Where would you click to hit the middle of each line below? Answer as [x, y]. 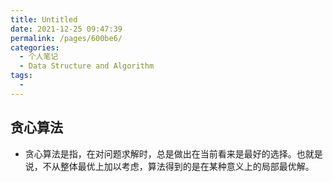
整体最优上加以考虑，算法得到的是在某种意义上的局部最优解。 [187, 166]
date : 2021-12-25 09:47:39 [66, 29]
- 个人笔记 [39, 57]
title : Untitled [44, 19]
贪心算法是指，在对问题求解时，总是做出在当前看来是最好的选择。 [160, 153]
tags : [21, 76]
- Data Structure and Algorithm [87, 66]
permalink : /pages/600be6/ [66, 38]
